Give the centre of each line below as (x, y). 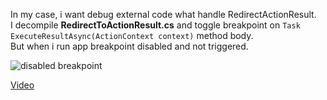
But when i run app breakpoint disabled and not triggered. (129, 46)
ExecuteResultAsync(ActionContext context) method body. (132, 35)
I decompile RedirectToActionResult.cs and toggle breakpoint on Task (155, 25)
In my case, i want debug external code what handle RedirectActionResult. (163, 14)
